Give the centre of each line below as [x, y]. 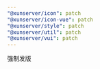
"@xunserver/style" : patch [46, 26]
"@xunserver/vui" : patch [42, 39]
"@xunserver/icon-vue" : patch [50, 20]
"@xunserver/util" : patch [44, 32]
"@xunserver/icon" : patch [44, 13]
